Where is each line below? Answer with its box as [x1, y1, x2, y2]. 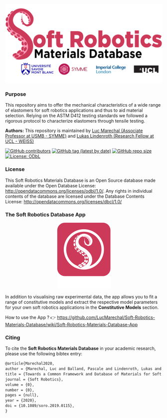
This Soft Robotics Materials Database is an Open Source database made [5, 177, 156, 183]
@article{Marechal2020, [5, 361, 55, 366]
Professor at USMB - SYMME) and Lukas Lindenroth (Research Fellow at [5, 133, 154, 139]
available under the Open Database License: [5, 182, 96, 189]
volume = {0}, [5, 382, 35, 387]
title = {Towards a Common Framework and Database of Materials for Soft [5, 371, 162, 376]
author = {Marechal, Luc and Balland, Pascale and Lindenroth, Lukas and [5, 366, 162, 371]
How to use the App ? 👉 [5, 314, 56, 320]
